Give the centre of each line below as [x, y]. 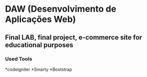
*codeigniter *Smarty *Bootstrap [39, 69]
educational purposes [39, 45]
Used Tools [19, 58]
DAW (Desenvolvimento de [61, 9]
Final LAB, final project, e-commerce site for [74, 37]
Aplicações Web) [41, 19]
